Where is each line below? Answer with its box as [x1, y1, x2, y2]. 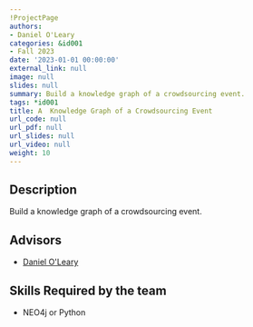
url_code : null [9, 114, 67, 124]
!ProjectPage [9, 13, 59, 23]
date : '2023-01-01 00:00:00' [9, 55, 120, 64]
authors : [9, 22, 43, 31]
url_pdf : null [9, 124, 63, 133]
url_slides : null [9, 132, 75, 141]
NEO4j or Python [22, 307, 86, 318]
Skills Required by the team [9, 282, 167, 298]
